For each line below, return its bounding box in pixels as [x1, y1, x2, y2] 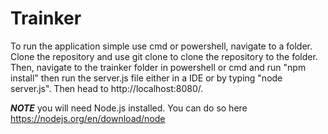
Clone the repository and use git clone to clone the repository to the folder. [10, 50, 318, 62]
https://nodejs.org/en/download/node [10, 112, 166, 124]
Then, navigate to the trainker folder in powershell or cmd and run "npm [10, 61, 307, 73]
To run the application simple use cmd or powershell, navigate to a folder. [10, 40, 313, 52]
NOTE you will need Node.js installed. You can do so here [10, 102, 248, 114]
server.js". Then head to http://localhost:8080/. [10, 82, 204, 94]
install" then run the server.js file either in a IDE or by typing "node [10, 72, 283, 84]
